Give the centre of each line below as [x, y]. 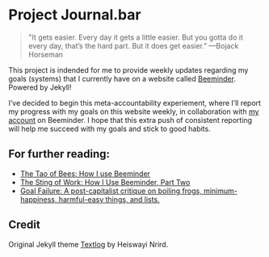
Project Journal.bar [75, 15]
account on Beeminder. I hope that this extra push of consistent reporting [130, 120]
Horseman [45, 54]
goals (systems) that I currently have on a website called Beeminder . [122, 78]
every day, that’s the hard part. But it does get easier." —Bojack [133, 45]
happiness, [38, 199]
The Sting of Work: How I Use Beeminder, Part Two [105, 182]
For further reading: [59, 154]
